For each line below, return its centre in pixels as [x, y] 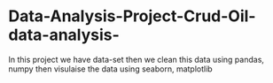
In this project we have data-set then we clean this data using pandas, [136, 59]
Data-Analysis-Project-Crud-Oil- [132, 16]
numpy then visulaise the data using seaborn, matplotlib [111, 69]
